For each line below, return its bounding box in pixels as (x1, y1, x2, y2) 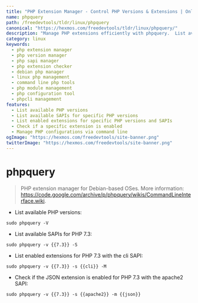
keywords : (6, 42, 31, 48)
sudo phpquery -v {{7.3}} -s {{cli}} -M (6, 263, 107, 269)
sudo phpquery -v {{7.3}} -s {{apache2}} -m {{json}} (6, 291, 141, 297)
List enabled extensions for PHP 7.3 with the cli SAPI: (14, 252, 143, 259)
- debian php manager (11, 69, 65, 75)
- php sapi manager (11, 58, 60, 64)
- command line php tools (11, 80, 75, 86)
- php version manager (11, 52, 67, 58)
